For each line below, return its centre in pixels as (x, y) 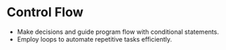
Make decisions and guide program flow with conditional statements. (118, 32)
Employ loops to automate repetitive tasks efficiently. (94, 39)
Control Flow (45, 12)
